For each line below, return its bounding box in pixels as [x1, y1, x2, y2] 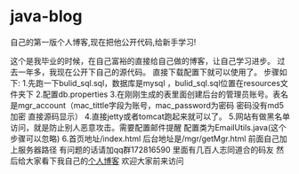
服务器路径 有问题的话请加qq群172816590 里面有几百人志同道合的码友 [17, 144, 275, 154]
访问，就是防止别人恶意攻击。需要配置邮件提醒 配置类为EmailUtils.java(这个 [10, 122, 287, 132]
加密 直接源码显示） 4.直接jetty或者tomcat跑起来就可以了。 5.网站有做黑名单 [10, 111, 290, 122]
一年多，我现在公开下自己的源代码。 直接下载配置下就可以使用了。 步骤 [17, 67, 279, 77]
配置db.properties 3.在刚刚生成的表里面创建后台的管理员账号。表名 [42, 89, 288, 99]
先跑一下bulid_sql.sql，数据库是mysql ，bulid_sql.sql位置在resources [27, 77, 281, 88]
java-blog [10, 6, 83, 27]
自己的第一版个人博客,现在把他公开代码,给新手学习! [10, 36, 197, 47]
